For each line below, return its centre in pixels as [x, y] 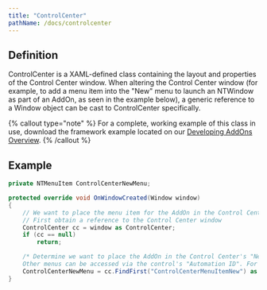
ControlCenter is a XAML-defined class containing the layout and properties [132, 74]
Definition [33, 55]
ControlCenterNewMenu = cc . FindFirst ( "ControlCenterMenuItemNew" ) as [140, 271]
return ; [49, 242]
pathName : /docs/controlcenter [60, 23]
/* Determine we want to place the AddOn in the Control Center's [135, 257]
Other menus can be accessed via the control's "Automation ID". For [140, 264]
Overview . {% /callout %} [50, 141]
